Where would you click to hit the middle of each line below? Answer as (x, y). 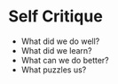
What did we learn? (56, 50)
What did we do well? (60, 41)
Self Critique (55, 17)
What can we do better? (65, 60)
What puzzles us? (54, 70)
